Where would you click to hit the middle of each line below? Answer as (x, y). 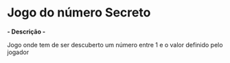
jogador (18, 52)
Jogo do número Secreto (79, 13)
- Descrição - (26, 32)
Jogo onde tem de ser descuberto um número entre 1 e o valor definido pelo (115, 45)
